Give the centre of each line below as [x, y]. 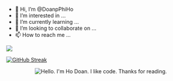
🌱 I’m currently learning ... [47, 22]
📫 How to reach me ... [43, 35]
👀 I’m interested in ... [40, 15]
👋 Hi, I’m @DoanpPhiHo [44, 9]
